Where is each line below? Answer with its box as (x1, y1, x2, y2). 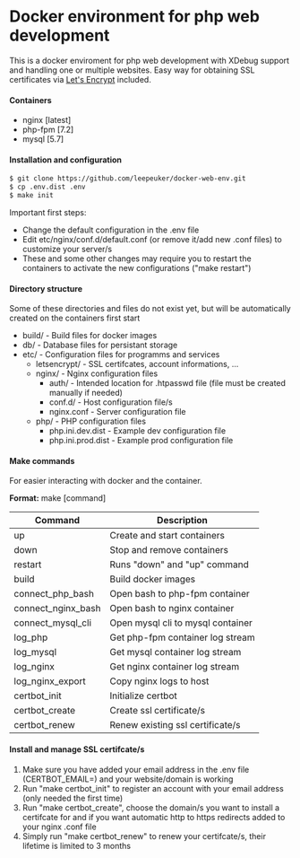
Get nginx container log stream (109, 661, 240, 673)
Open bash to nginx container (109, 602, 235, 615)
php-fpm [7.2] (21, 124, 74, 136)
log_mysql (13, 646, 57, 659)
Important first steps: (9, 206, 87, 217)
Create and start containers (109, 530, 226, 542)
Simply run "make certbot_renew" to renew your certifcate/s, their (21, 830, 267, 841)
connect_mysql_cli (13, 617, 92, 629)
